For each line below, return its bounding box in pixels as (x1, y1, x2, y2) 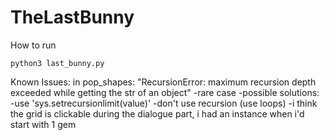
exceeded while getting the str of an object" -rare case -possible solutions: (10, 86, 320, 98)
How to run (10, 39, 57, 51)
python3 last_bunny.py (10, 58, 105, 68)
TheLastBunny (10, 6, 135, 29)
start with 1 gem (10, 118, 77, 130)
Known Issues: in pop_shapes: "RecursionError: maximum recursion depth (10, 76, 317, 88)
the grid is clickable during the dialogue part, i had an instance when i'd (10, 107, 305, 120)
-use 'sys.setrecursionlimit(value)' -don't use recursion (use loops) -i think (10, 97, 318, 109)
